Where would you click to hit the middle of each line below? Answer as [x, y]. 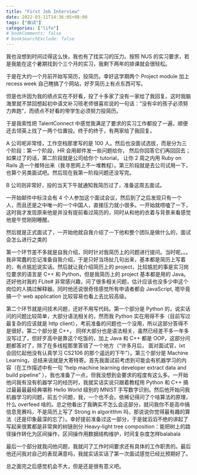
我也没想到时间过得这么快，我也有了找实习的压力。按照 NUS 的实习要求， [95, 56]
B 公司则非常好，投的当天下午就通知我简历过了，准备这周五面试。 [86, 185]
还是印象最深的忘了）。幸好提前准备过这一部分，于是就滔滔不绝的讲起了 [102, 419]
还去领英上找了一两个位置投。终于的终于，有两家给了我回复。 [81, 131]
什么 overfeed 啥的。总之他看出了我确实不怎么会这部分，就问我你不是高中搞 [98, 404]
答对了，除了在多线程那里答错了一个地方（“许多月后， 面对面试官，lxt [101, 346]
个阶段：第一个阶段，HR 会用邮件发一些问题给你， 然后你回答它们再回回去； [98, 150]
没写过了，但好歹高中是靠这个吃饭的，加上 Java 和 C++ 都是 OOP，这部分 [96, 338]
